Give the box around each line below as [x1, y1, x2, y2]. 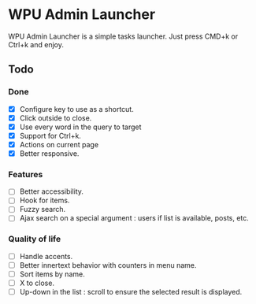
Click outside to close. [19, 113, 92, 123]
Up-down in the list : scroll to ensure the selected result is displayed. [19, 287, 243, 297]
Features [8, 169, 43, 180]
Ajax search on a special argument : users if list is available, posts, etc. [19, 213, 250, 223]
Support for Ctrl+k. [19, 131, 81, 140]
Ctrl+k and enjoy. [8, 39, 65, 49]
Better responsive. [19, 148, 80, 158]
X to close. [19, 278, 55, 288]
